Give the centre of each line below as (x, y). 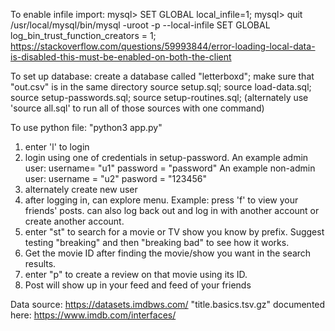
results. (40, 263)
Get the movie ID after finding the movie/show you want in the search (168, 253)
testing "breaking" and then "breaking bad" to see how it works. (157, 242)
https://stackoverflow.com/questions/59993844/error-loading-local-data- (163, 46)
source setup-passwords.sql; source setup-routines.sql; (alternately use (159, 97)
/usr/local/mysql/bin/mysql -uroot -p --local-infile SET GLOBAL (140, 25)
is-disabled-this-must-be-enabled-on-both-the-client (121, 57)
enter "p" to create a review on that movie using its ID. (136, 274)
